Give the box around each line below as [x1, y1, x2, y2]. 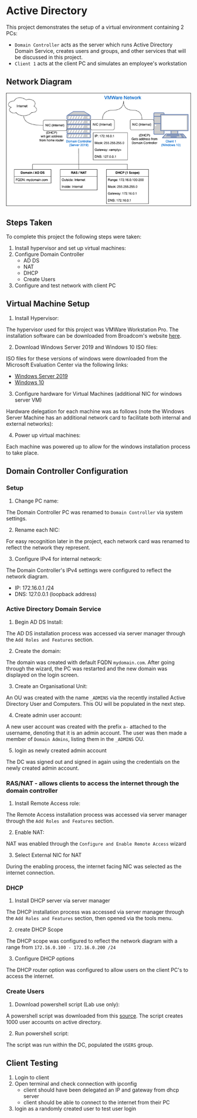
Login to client [14, 1073, 49, 1081]
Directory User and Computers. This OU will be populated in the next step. [6, 700, 186, 707]
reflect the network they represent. [6, 544, 91, 551]
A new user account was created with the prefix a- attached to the [6, 723, 167, 730]
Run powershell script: [14, 1029, 69, 1037]
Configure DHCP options [14, 955, 74, 962]
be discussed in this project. [14, 53, 83, 60]
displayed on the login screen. [6, 671, 79, 678]
